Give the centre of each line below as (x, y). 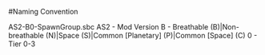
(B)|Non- (225, 27)
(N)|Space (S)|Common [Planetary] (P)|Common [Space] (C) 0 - (151, 35)
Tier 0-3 (22, 44)
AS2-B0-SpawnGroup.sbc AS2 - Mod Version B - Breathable (108, 27)
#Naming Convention (43, 12)
